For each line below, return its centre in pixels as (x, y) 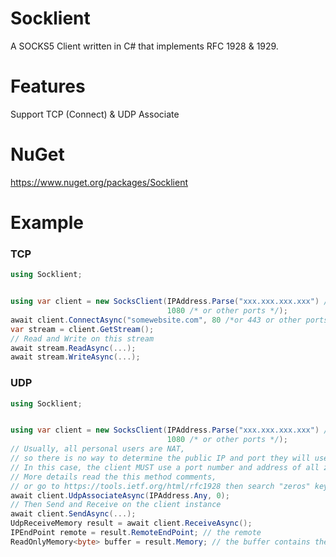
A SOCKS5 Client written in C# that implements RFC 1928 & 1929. (144, 46)
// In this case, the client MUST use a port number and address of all (165, 467)
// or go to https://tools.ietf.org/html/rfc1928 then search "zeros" (160, 486)
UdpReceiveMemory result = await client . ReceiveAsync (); (131, 523)
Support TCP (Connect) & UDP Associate (95, 114)
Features (48, 86)
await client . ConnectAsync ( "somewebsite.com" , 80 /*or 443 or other (156, 320)
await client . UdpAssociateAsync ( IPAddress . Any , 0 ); (120, 495)
